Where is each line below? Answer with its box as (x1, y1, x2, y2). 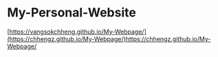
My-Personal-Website (7, 5, 136, 21)
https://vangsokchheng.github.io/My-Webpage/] (9, 27, 146, 36)
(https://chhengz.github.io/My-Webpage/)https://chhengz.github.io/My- (7, 34, 211, 43)
